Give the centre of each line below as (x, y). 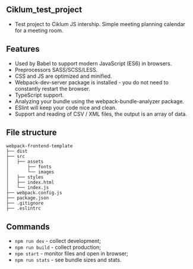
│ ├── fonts (29, 167)
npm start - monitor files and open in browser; (72, 254)
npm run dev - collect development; (58, 241)
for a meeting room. (39, 30)
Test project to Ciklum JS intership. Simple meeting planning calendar (100, 24)
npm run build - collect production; (58, 247)
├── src (16, 157)
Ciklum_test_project (44, 10)
